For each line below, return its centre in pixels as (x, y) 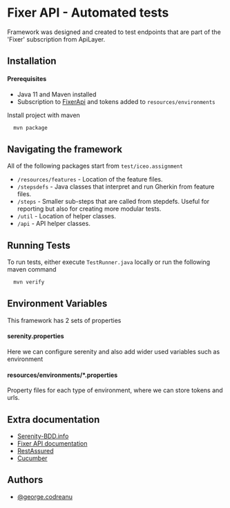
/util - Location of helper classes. (66, 216)
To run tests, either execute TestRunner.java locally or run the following (109, 262)
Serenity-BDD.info (43, 436)
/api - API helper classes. (54, 224)
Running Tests (39, 245)
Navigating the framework (65, 149)
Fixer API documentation (52, 443)
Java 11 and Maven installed (57, 94)
